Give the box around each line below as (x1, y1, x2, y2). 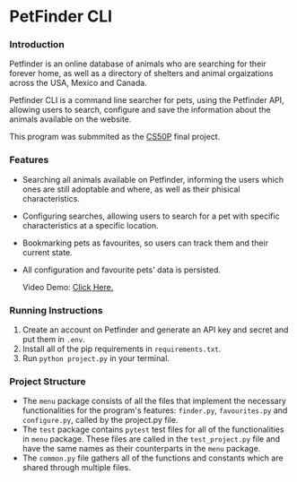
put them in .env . (22, 334, 85, 345)
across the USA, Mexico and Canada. (9, 78, 148, 89)
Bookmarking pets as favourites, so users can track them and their (22, 237, 269, 248)
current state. (22, 246, 74, 257)
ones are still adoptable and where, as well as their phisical (22, 184, 240, 194)
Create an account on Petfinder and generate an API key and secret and (22, 324, 289, 335)
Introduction (9, 39, 65, 51)
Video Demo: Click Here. (22, 281, 114, 292)
